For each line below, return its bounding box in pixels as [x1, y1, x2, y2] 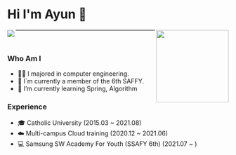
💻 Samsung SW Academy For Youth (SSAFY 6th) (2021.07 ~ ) [17, 140, 197, 148]
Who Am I [7, 53, 41, 63]
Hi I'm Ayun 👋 [7, 6, 87, 22]
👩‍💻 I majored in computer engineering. [17, 69, 130, 78]
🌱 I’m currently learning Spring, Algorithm [17, 84, 138, 93]
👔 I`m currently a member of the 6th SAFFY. [17, 77, 145, 86]
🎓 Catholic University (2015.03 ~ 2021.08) [17, 119, 142, 127]
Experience [7, 102, 47, 112]
